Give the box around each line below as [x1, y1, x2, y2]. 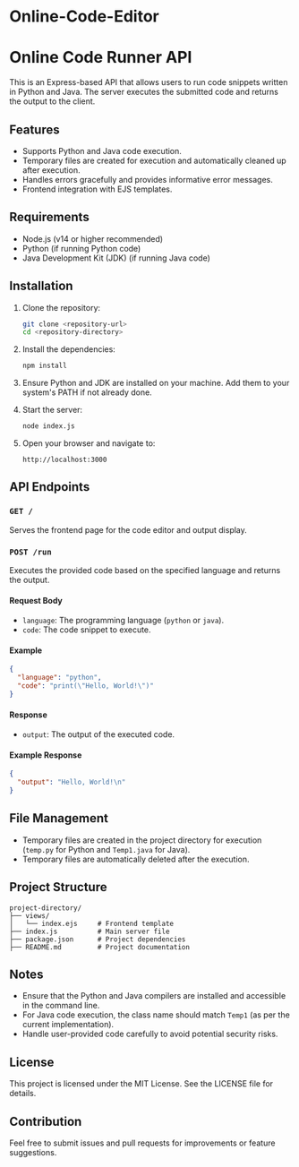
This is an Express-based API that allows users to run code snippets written [9, 77, 288, 88]
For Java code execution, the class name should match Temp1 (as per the [21, 1009, 291, 1020]
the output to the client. [9, 96, 96, 107]
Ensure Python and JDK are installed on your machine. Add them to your [21, 378, 290, 389]
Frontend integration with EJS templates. [21, 184, 173, 194]
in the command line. [21, 1000, 100, 1011]
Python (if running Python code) [21, 243, 141, 253]
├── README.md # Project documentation [9, 942, 191, 951]
